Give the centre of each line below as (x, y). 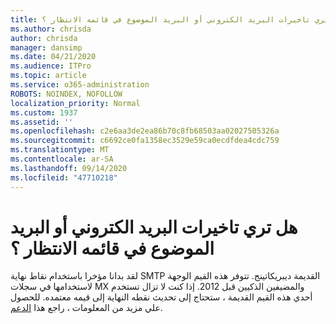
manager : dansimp (46, 47)
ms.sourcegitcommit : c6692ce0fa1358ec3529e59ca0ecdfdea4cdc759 (145, 141)
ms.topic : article (48, 76)
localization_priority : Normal (75, 103)
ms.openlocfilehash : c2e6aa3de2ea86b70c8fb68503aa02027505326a (145, 131)
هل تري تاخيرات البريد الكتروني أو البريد (154, 227)
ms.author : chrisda (51, 29)
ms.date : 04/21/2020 (53, 57)
